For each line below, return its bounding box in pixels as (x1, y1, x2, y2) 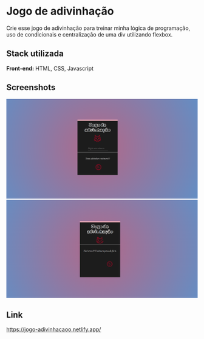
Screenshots (6, 82, 56, 93)
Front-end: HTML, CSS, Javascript (6, 65, 94, 72)
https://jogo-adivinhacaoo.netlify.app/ (6, 326, 101, 333)
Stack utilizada (6, 49, 64, 59)
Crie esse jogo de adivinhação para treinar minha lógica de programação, (6, 24, 191, 32)
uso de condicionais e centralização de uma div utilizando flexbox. (6, 30, 173, 38)
